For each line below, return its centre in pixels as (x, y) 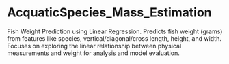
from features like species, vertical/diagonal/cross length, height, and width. (114, 38)
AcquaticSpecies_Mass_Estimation (109, 13)
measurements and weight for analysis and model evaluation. (93, 53)
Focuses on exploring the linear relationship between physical (94, 46)
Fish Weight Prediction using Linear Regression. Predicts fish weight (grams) (115, 31)
